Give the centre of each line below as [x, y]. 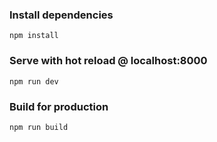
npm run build [39, 127]
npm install [34, 36]
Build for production [59, 106]
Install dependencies [61, 15]
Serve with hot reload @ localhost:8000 [108, 61]
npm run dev [34, 81]
